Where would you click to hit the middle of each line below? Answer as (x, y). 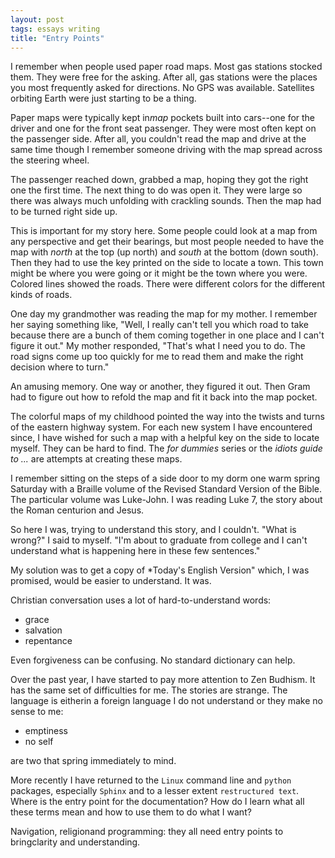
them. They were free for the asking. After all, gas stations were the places (164, 77)
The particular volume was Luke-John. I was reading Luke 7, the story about (166, 500)
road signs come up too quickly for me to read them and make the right (157, 357)
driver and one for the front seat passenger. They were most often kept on (163, 128)
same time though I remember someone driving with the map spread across (166, 150)
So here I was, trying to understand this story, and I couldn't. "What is (153, 530)
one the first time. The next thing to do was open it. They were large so (156, 190)
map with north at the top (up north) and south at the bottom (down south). (164, 252)
